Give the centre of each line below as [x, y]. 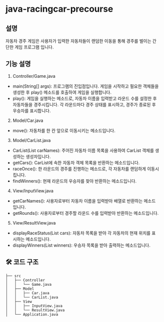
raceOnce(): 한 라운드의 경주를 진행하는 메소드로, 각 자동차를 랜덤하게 [79, 169]
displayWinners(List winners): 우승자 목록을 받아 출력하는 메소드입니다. [82, 245]
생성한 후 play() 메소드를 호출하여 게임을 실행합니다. [62, 92]
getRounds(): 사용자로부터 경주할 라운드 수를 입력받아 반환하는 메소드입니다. [86, 213]
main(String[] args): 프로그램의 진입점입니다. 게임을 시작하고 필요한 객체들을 [86, 86]
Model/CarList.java [31, 140]
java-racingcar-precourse [60, 9]
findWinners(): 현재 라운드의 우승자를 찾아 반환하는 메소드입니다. [75, 181]
